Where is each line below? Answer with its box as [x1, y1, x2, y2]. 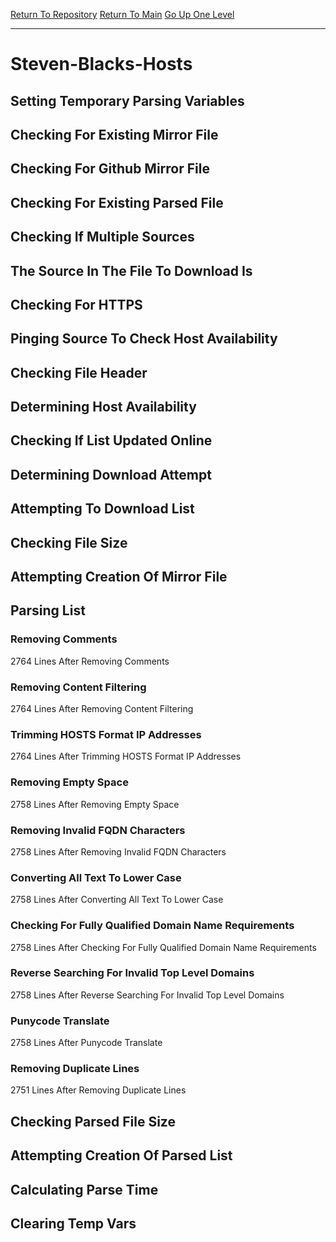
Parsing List [10, 602, 86, 619]
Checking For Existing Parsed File [10, 194, 224, 211]
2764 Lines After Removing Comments [10, 655, 170, 667]
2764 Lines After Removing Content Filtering [10, 703, 194, 715]
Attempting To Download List [10, 500, 195, 518]
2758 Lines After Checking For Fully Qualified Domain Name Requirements [10, 941, 317, 953]
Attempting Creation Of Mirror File [10, 569, 228, 586]
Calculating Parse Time [10, 1181, 159, 1198]
